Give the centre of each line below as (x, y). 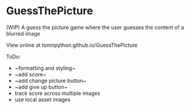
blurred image (23, 33)
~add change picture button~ (51, 81)
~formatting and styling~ (45, 68)
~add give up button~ (41, 86)
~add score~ (30, 74)
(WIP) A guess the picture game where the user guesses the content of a (95, 27)
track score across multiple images (57, 93)
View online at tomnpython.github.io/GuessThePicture (72, 45)
